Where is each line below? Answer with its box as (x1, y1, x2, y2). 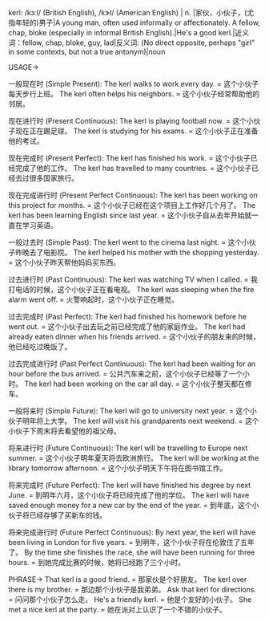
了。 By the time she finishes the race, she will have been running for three (8, 547, 255, 557)
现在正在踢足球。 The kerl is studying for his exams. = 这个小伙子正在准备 (14, 126, 259, 136)
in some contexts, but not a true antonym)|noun (8, 47, 166, 56)
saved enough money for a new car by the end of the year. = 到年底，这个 (8, 501, 252, 510)
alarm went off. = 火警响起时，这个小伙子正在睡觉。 (8, 295, 179, 304)
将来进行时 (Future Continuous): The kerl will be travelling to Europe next (8, 443, 248, 453)
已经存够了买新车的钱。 (29, 510, 106, 520)
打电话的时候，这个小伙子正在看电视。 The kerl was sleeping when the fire (8, 285, 255, 294)
